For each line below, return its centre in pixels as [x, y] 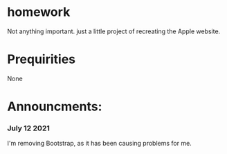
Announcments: [55, 106]
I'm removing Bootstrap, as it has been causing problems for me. [99, 144]
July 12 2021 [28, 128]
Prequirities [42, 59]
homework [39, 12]
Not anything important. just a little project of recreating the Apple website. [114, 31]
